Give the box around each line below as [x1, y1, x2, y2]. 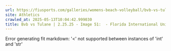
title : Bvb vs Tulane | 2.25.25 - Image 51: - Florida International [5, 21, 158, 27]
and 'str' [5, 41, 23, 47]
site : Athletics [5, 12, 40, 17]
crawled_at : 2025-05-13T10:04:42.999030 [5, 17, 93, 22]
